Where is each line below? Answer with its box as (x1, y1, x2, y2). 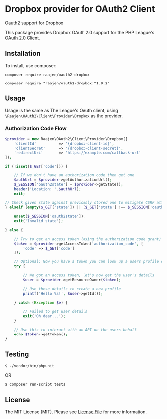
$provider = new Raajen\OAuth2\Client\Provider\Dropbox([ (5, 136, 128, 141)
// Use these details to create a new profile (23, 286, 121, 291)
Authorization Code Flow (5, 125, 67, 132)
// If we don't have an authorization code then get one (14, 173, 135, 178)
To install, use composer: (5, 62, 57, 68)
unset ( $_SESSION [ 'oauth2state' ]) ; (14, 214, 85, 219)
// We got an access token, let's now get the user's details (23, 273, 155, 278)
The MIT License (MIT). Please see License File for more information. (5, 409, 147, 415)
